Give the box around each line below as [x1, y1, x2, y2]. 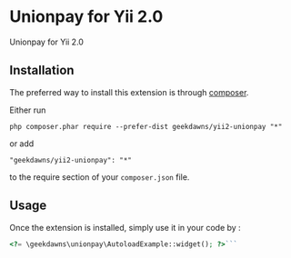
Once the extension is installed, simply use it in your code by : [9, 222, 241, 233]
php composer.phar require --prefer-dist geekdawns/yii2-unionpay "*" [9, 122, 283, 131]
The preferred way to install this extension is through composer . [9, 86, 249, 97]
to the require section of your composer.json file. [9, 171, 190, 183]
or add [9, 138, 35, 149]
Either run [9, 104, 46, 115]
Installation [9, 63, 75, 78]
